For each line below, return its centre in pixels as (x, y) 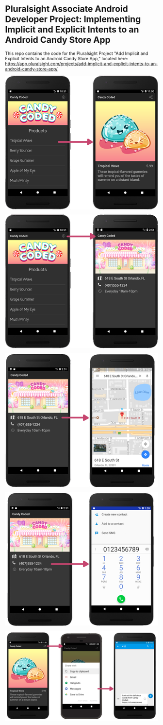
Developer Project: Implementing (73, 19)
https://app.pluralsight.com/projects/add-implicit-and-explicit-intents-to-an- (81, 64)
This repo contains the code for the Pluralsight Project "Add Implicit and (77, 53)
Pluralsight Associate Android (67, 9)
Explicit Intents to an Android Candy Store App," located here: (67, 58)
